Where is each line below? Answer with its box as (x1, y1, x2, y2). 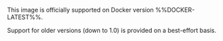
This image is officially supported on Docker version (7, 6, 154, 14)
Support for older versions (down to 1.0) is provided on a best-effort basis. (7, 27, 217, 34)
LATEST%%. (7, 13, 43, 21)
